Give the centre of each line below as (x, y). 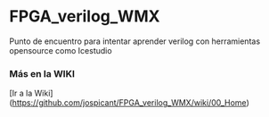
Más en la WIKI (42, 73)
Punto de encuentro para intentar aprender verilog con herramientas (135, 41)
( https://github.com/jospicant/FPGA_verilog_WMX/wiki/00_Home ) (129, 103)
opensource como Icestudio (61, 50)
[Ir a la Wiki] (31, 93)
